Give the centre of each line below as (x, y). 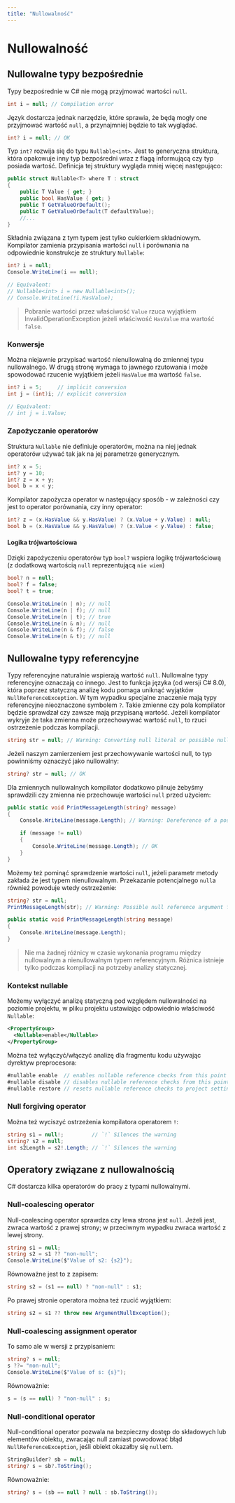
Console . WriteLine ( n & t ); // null (59, 636)
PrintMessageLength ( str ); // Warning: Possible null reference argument (115, 907)
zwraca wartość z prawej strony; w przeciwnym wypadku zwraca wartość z (117, 1227)
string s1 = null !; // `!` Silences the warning (92, 1134)
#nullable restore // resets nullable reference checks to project (108, 1089)
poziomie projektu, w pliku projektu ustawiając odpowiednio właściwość (111, 1009)
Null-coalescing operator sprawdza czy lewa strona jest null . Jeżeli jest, (112, 1220)
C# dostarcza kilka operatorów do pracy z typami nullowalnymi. (99, 1187)
